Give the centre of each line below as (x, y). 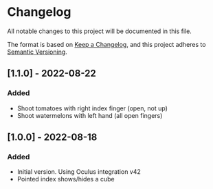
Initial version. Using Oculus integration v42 (79, 172)
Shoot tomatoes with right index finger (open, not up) (92, 108)
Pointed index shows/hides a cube (66, 179)
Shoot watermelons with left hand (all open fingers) (90, 115)
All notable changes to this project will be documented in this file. (100, 31)
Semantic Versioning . (37, 52)
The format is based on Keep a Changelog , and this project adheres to (106, 44)
